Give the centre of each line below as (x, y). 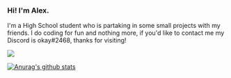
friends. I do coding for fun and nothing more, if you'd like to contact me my (116, 33)
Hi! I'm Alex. (29, 10)
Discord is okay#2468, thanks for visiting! (67, 40)
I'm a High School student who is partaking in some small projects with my (114, 26)
